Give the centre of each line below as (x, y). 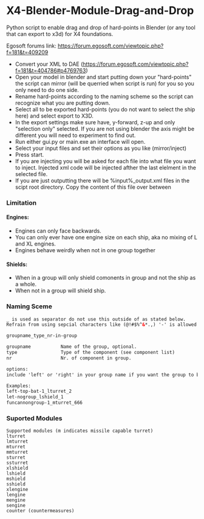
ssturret (17, 463)
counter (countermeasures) (40, 511)
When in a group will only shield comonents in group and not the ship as (105, 278)
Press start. (29, 154)
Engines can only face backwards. (58, 231)
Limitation (22, 203)
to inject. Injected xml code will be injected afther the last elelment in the (105, 168)
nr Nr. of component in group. (69, 358)
